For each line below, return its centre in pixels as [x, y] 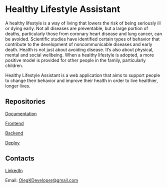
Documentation [21, 113]
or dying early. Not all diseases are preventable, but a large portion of [77, 28]
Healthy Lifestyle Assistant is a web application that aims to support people [83, 75]
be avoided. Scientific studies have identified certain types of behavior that [82, 39]
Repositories [25, 102]
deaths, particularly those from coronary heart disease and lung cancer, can [84, 33]
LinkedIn [14, 170]
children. [14, 65]
